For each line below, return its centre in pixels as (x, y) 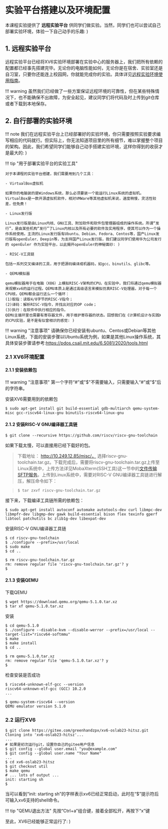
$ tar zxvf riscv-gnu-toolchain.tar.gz (59, 490)
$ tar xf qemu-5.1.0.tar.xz (34, 606)
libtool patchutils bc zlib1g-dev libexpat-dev (56, 519)
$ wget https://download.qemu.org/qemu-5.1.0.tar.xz (61, 602)
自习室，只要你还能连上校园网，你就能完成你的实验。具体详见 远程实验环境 (82, 74)
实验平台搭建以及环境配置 (58, 10)
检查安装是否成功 (23, 675)
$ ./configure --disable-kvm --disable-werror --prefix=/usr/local (77, 630)
